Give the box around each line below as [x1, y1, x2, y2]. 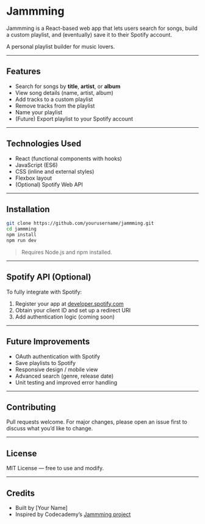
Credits [6, 488, 35, 498]
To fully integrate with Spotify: [6, 288, 82, 295]
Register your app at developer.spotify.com [15, 300, 124, 307]
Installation [6, 204, 50, 215]
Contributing [6, 402, 56, 412]
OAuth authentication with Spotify [15, 353, 101, 360]
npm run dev [6, 237, 37, 243]
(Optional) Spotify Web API [15, 180, 84, 188]
